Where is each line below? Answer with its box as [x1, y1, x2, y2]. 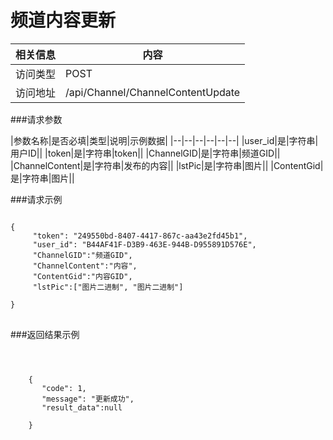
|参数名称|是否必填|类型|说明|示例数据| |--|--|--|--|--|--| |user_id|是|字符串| [10, 134, 319, 146]
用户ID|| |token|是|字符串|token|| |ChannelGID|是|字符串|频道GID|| [10, 147, 281, 159]
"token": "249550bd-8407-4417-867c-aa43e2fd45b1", [32, 231, 248, 241]
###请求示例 [10, 193, 63, 205]
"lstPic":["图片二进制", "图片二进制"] [32, 282, 184, 292]
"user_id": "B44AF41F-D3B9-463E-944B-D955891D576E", [32, 239, 257, 250]
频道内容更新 [10, 9, 117, 32]
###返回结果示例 [10, 328, 80, 340]
